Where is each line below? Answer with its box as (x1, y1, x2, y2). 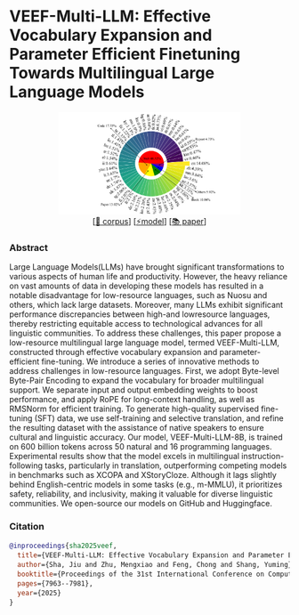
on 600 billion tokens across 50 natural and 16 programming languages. (9, 441, 272, 452)
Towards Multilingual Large (9, 63, 215, 84)
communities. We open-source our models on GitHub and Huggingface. (9, 498, 273, 509)
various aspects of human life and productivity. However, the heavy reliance (9, 271, 287, 282)
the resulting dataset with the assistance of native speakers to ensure (9, 423, 264, 433)
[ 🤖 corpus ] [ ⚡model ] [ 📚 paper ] (92, 215, 207, 226)
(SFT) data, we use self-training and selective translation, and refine (34, 413, 284, 424)
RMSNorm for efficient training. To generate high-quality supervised (9, 403, 260, 415)
